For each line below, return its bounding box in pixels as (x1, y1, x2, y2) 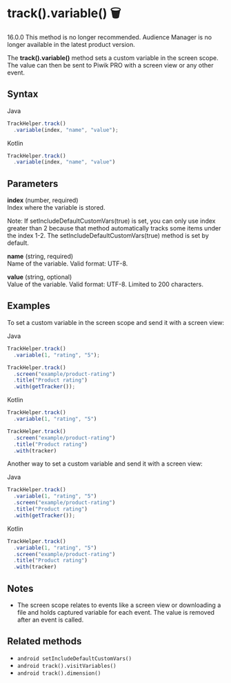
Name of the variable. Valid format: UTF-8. (7, 259, 128, 268)
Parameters (7, 177, 59, 190)
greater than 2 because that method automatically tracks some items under (7, 224, 221, 232)
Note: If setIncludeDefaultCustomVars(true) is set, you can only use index (7, 217, 216, 225)
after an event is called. (17, 615, 84, 624)
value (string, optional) (7, 273, 72, 281)
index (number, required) (7, 196, 79, 204)
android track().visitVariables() (17, 662, 117, 669)
